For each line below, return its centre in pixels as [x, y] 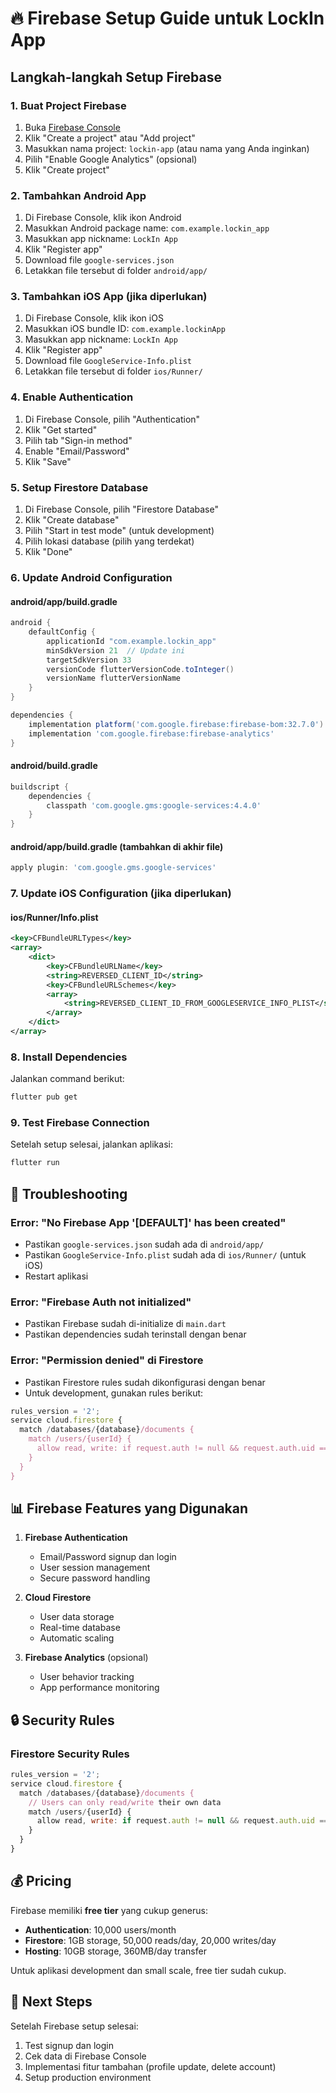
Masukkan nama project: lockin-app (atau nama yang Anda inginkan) [167, 148]
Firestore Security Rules [70, 1754]
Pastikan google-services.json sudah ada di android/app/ [144, 1244]
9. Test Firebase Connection [80, 1123]
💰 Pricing [41, 1881]
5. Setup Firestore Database [79, 487]
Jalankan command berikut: [67, 1079]
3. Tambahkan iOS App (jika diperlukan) [109, 297]
